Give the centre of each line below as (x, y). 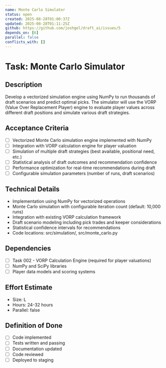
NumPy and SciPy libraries (39, 266)
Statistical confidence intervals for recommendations (66, 227)
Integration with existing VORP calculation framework (67, 217)
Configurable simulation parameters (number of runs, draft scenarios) (83, 173)
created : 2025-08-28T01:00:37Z (37, 19)
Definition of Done (34, 325)
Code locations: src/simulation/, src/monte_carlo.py (65, 233)
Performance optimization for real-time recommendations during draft (84, 168)
